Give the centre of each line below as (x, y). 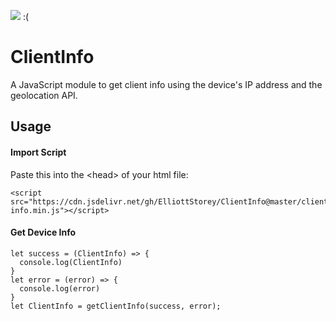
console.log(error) (60, 288)
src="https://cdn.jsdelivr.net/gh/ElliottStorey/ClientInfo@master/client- (171, 201)
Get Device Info (43, 232)
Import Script (38, 152)
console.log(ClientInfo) (71, 262)
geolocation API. (44, 95)
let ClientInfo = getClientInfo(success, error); (116, 306)
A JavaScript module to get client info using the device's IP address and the (166, 84)
